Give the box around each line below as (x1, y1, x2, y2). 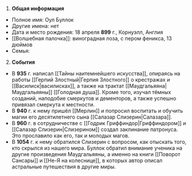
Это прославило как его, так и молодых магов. (11, 132, 130, 139)
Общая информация (11, 5, 64, 12)
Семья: (11, 47, 30, 54)
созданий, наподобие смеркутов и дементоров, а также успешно (11, 95, 177, 102)
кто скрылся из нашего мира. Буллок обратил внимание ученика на (11, 144, 183, 151)
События (11, 58, 35, 65)
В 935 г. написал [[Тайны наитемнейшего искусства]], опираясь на (11, 70, 180, 77)
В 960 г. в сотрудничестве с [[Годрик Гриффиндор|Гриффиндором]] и (11, 120, 186, 126)
